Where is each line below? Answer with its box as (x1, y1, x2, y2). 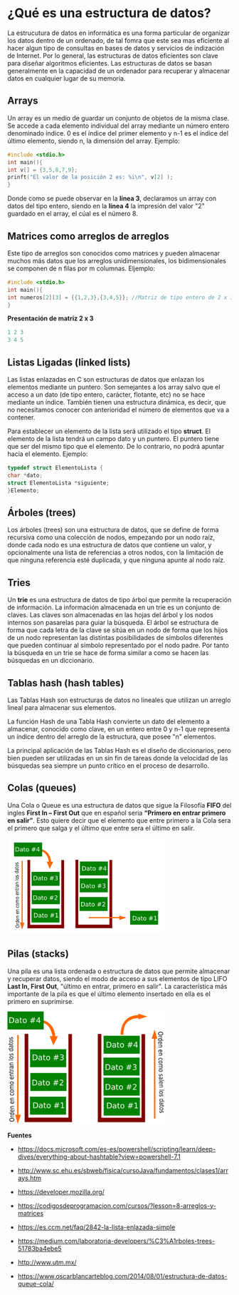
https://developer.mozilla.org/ (17, 1187, 105, 1196)
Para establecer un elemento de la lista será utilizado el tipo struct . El (7, 427, 211, 435)
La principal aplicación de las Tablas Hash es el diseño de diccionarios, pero (7, 746, 231, 754)
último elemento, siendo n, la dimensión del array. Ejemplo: (7, 136, 180, 145)
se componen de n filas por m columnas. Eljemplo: (7, 264, 155, 273)
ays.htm (17, 1174, 41, 1182)
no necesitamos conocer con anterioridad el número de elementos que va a (7, 405, 230, 414)
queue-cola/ (17, 1279, 55, 1288)
